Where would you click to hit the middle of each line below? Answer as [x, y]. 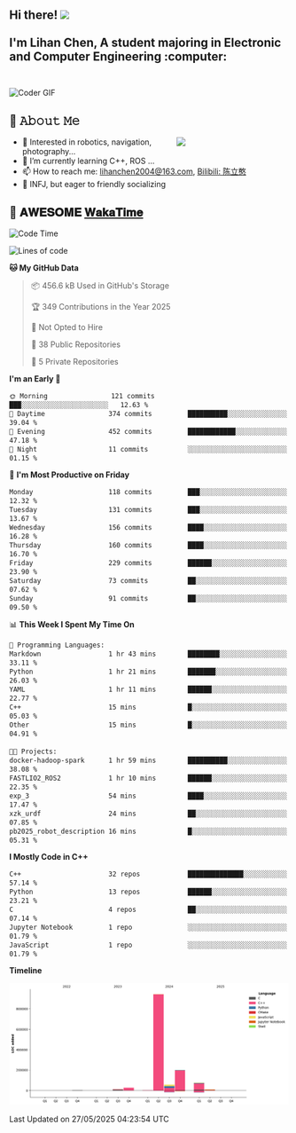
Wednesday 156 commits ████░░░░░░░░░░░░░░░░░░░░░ [148, 528]
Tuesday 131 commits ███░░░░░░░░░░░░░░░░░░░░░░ [148, 510]
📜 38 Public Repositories [76, 344]
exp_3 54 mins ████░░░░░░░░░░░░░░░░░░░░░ [148, 796]
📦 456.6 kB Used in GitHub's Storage [100, 286]
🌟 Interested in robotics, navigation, [87, 142]
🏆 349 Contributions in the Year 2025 [101, 307]
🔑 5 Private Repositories [75, 362]
